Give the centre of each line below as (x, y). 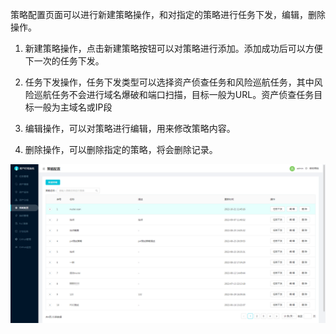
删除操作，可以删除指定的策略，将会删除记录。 (121, 149)
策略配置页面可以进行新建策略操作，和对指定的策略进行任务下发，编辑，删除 (168, 14)
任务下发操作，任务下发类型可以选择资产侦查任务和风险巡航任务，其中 (169, 82)
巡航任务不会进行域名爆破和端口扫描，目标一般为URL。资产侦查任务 (174, 94)
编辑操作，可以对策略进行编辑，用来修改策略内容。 (130, 128)
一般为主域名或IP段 (73, 107)
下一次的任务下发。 (64, 61)
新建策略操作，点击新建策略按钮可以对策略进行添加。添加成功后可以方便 (173, 48)
